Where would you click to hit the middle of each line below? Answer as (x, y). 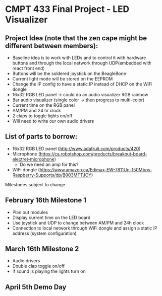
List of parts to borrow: (41, 137)
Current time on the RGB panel (44, 105)
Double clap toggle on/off (38, 266)
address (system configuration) (44, 233)
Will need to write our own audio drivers (53, 121)
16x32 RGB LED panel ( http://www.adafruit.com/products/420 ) (76, 148)
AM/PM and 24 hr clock (36, 111)
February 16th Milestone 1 (46, 200)
